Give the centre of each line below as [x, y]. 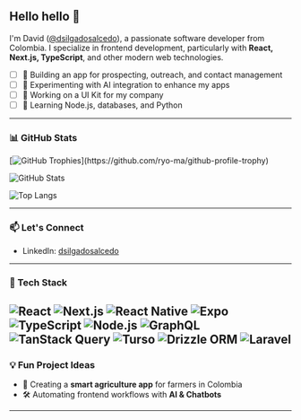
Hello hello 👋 [45, 17]
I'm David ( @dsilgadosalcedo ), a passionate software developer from [137, 38]
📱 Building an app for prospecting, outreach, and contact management [152, 74]
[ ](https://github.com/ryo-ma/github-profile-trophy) [139, 161]
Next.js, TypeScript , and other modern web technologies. [116, 57]
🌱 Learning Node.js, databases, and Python [102, 105]
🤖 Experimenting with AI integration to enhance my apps [126, 84]
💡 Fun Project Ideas [52, 364]
